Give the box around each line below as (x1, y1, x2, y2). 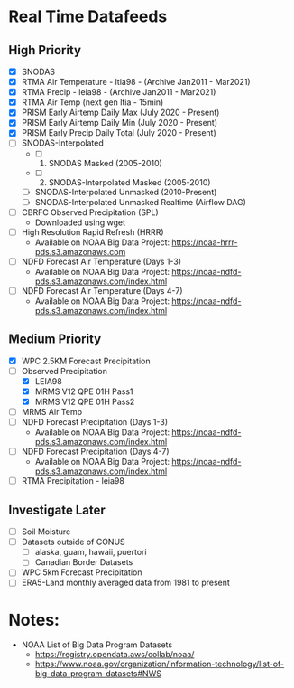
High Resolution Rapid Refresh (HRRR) (21, 226, 164, 237)
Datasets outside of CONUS (21, 536, 125, 548)
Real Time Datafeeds (8, 6, 168, 27)
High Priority (8, 42, 82, 58)
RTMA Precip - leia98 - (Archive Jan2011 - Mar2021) (21, 87, 216, 98)
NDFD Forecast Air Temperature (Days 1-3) (21, 256, 182, 267)
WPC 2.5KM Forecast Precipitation (21, 355, 151, 366)
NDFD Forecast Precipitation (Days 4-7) (21, 446, 170, 457)
